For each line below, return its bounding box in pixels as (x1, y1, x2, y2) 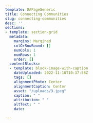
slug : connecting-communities (5, 16, 67, 21)
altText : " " (14, 102, 40, 107)
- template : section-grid (5, 30, 57, 35)
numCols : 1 (14, 48, 36, 53)
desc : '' (5, 20, 23, 26)
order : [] (14, 57, 34, 62)
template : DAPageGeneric (5, 7, 56, 12)
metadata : (9, 35, 29, 39)
